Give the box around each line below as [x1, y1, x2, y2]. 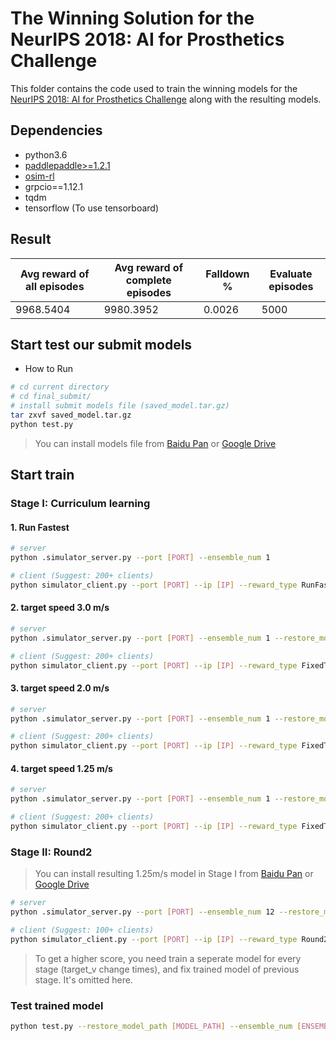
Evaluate [269, 267, 313, 281]
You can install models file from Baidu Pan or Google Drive [34, 437, 277, 449]
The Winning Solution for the [10, 7, 255, 30]
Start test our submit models [10, 336, 193, 353]
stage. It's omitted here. [34, 973, 133, 986]
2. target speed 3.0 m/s [10, 602, 110, 614]
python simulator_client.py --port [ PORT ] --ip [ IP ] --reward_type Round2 [10, 934, 329, 944]
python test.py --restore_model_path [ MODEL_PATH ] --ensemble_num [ [10, 1021, 302, 1031]
